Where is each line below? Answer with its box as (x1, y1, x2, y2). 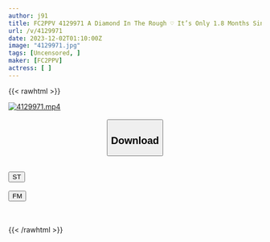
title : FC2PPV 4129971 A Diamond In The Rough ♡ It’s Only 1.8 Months (8, 19, 250, 27)
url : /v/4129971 (8, 27, 63, 35)
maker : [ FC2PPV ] (8, 57, 63, 65)
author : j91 (8, 11, 48, 20)
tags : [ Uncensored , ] (8, 49, 81, 57)
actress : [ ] (8, 64, 52, 72)
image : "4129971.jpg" (8, 42, 81, 50)
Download (111, 134, 159, 146)
